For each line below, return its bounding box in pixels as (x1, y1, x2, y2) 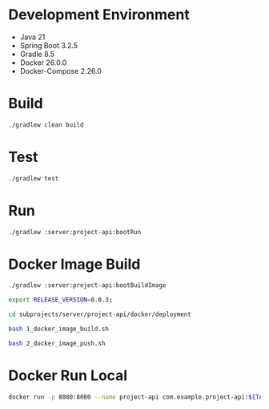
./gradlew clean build (8, 120, 84, 129)
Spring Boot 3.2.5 (19, 40, 78, 50)
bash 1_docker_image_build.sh (8, 325, 110, 333)
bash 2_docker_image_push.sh (8, 339, 106, 347)
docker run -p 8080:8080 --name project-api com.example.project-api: (8, 393, 249, 401)
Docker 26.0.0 (19, 58, 67, 67)
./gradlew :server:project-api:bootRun (8, 228, 142, 236)
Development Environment (8, 6, 190, 24)
